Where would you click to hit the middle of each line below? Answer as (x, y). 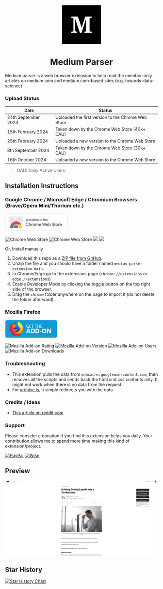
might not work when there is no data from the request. (67, 384)
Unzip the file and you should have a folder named (62, 263)
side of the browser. (32, 289)
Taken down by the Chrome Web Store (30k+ (100, 148)
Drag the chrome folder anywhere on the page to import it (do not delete (83, 294)
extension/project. (23, 446)
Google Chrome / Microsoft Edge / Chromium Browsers (71, 199)
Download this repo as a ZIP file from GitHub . (57, 258)
